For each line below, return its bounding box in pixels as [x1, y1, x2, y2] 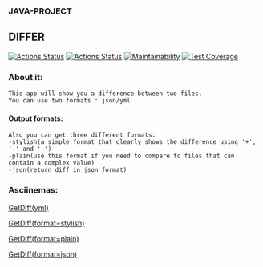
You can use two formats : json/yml [8, 97, 131, 105]
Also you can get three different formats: [8, 131, 156, 139]
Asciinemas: [8, 185, 59, 196]
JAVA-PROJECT [8, 6, 72, 17]
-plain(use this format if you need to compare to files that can [8, 152, 235, 161]
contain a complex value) [8, 159, 95, 167]
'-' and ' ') [8, 145, 52, 153]
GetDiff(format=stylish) [8, 218, 85, 228]
